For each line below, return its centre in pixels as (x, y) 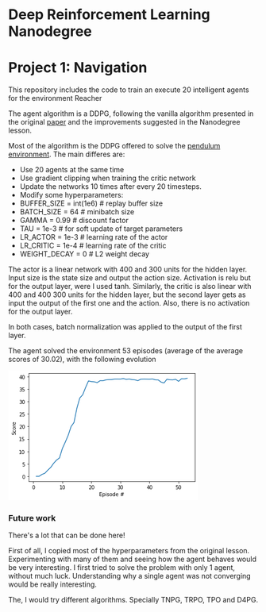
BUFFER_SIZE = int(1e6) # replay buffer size (91, 203)
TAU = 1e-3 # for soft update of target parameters (101, 229)
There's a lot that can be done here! (67, 535)
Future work (32, 518)
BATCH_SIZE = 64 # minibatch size (77, 212)
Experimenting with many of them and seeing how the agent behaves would (132, 559)
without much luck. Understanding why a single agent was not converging (130, 576)
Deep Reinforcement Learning (109, 15)
